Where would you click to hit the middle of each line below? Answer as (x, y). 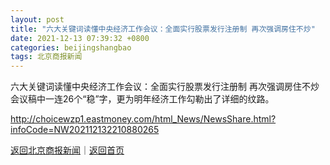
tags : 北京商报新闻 (46, 57)
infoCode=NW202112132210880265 (85, 130)
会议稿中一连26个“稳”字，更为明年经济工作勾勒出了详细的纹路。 (142, 99)
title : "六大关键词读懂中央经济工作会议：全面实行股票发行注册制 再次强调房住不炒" (163, 29)
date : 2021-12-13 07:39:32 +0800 (80, 38)
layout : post (37, 19)
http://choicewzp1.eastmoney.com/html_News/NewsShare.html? (143, 119)
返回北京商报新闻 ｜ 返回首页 (67, 150)
